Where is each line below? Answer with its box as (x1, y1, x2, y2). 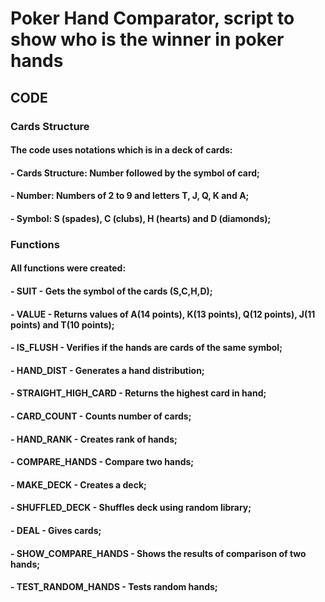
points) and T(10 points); (10, 318, 115, 331)
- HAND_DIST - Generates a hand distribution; (10, 364, 205, 376)
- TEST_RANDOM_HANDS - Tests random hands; (10, 581, 218, 593)
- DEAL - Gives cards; (10, 524, 102, 536)
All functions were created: (10, 262, 127, 274)
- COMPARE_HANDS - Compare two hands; (10, 456, 195, 468)
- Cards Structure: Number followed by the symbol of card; (10, 167, 260, 179)
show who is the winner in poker (10, 28, 285, 51)
